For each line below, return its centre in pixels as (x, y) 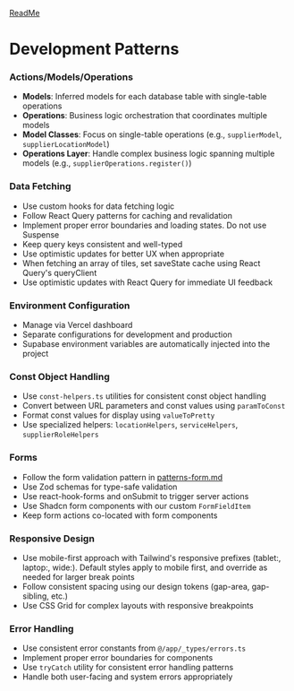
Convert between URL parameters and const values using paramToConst (154, 406)
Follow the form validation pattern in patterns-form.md (122, 477)
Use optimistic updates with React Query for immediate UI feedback (147, 282)
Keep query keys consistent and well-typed (102, 244)
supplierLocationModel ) (66, 144)
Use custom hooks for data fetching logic (98, 206)
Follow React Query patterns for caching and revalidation (127, 215)
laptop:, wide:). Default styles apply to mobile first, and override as (145, 567)
